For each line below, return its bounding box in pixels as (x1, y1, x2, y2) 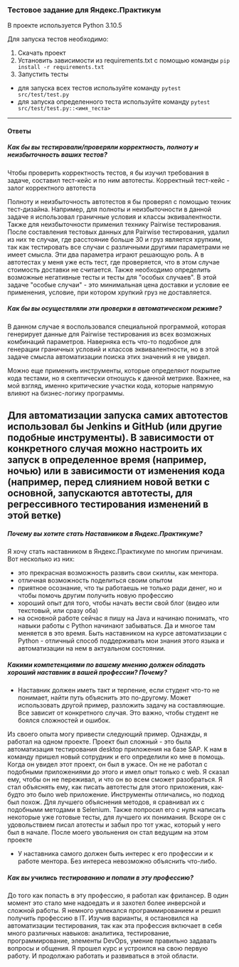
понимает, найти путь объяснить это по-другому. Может (17, 693, 191, 702)
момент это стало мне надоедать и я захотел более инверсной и (7, 899, 206, 907)
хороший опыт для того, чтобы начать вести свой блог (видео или (17, 599, 220, 607)
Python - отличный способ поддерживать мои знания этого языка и (17, 636, 225, 645)
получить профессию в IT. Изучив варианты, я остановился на (7, 914, 198, 922)
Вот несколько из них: (7, 555, 75, 563)
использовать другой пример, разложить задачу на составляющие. (17, 701, 225, 710)
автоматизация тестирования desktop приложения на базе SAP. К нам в (7, 745, 228, 754)
